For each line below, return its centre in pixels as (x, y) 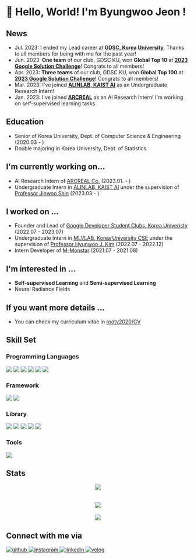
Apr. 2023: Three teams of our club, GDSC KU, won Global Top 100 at (99, 72)
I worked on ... (33, 212)
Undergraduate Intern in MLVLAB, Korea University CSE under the (94, 238)
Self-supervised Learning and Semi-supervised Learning (85, 283)
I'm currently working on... (56, 167)
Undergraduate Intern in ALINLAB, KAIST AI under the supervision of (97, 187)
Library (17, 413)
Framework (22, 385)
